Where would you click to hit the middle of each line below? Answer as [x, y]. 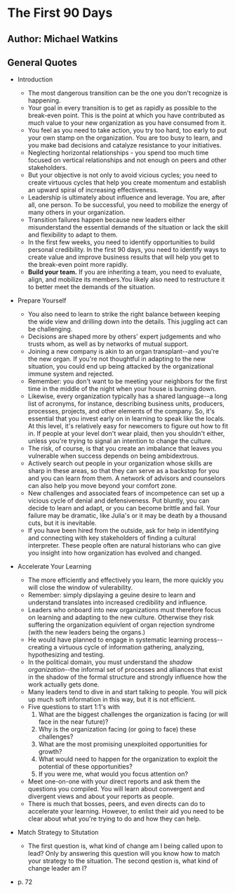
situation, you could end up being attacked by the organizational [121, 366]
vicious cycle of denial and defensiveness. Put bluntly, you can [119, 501]
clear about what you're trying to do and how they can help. [114, 819]
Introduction [35, 79]
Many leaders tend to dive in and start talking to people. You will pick [127, 692]
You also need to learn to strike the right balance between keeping [124, 315]
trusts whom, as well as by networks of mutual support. [108, 344]
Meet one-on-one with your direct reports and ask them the [114, 781]
